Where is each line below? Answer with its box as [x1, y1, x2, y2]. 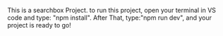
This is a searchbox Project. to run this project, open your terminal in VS [7, 6, 217, 14]
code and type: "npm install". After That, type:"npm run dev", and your [7, 13, 212, 22]
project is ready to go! [7, 21, 72, 29]
